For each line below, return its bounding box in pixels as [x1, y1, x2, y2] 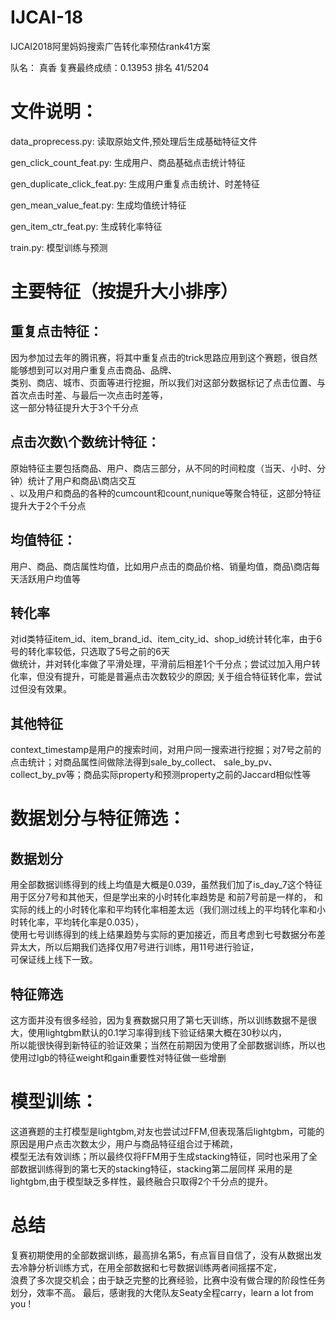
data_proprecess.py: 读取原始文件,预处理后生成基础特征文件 [10, 135, 258, 147]
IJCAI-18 [10, 6, 84, 29]
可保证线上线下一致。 [10, 954, 98, 966]
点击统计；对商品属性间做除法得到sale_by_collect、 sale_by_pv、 [10, 756, 278, 768]
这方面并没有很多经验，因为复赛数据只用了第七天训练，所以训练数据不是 [10, 1014, 308, 1026]
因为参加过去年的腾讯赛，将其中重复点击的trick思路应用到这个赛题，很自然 [10, 351, 318, 363]
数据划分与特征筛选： [10, 807, 187, 830]
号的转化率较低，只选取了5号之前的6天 [10, 646, 170, 658]
